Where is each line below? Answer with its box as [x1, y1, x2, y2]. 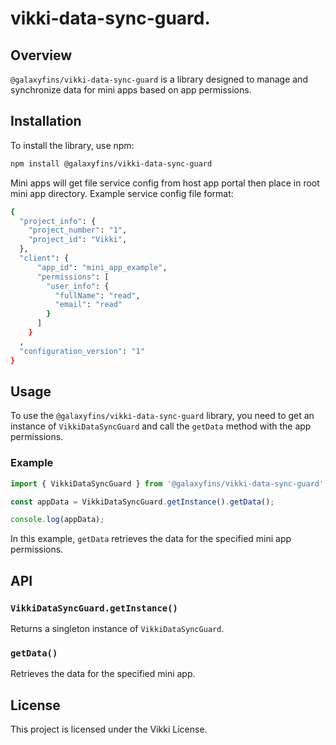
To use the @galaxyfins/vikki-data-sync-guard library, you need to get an [10, 410, 315, 422]
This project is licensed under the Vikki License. [10, 723, 208, 736]
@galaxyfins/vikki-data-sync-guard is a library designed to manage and [10, 73, 308, 85]
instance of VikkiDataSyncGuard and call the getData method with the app [10, 420, 312, 432]
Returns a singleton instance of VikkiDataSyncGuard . [10, 622, 225, 634]
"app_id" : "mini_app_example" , [36, 262, 168, 272]
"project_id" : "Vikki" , [28, 235, 128, 245]
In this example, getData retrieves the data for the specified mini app [10, 533, 292, 545]
